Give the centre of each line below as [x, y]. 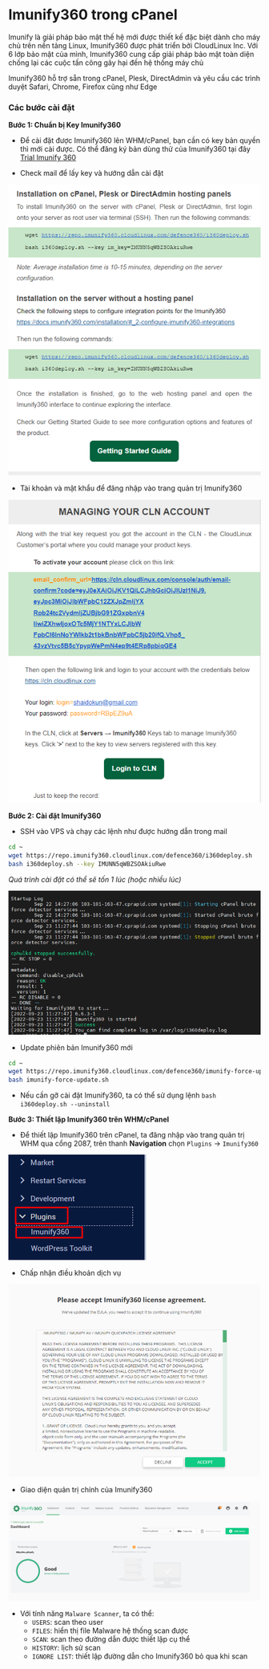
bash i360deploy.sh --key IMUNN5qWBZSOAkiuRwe [87, 864]
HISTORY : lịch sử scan [66, 1648]
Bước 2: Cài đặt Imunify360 [55, 816]
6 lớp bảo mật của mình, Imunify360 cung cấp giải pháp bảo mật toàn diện [131, 54]
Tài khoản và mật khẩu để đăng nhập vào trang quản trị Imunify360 [131, 488]
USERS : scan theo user [68, 1622]
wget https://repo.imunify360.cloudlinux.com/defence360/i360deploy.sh [130, 855]
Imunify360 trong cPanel [93, 15]
